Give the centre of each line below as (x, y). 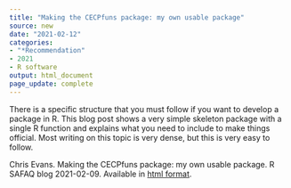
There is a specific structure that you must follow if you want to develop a (144, 109)
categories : (31, 42)
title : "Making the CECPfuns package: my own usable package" (127, 17)
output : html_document (51, 76)
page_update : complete (51, 84)
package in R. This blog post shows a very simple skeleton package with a (145, 119)
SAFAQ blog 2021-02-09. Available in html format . (101, 174)
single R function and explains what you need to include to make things (140, 128)
